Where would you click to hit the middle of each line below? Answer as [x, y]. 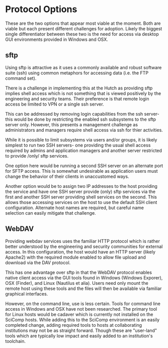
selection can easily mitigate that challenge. [51, 213]
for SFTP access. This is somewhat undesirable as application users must [81, 171]
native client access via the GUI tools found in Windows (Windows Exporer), [84, 278]
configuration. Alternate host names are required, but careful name [75, 208]
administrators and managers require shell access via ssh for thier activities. [84, 130]
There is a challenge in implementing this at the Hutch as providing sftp [79, 88]
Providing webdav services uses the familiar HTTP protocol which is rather [82, 241]
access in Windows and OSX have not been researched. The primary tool [81, 309]
